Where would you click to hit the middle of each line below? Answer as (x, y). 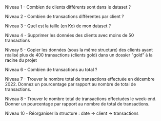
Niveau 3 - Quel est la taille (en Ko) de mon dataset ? (58, 26)
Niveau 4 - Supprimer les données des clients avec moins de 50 (70, 35)
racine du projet (21, 60)
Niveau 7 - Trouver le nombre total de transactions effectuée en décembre (80, 79)
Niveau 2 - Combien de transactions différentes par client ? (65, 16)
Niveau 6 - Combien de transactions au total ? (51, 69)
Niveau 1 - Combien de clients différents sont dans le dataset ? (68, 7)
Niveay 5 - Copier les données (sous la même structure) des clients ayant (79, 50)
